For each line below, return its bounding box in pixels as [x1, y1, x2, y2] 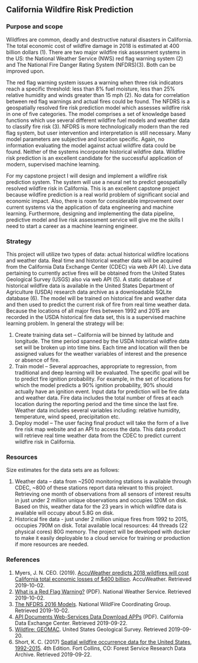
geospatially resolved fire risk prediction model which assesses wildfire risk [6, 104, 190, 111]
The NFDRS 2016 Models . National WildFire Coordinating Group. [14, 600, 171, 607]
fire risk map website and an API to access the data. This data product [14, 426, 186, 433]
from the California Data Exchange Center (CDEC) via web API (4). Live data [6, 263, 191, 270]
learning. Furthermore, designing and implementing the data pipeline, [6, 210, 175, 217]
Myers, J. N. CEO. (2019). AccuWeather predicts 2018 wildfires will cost [14, 569, 189, 576]
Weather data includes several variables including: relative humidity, [14, 407, 181, 414]
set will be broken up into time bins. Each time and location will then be [14, 343, 188, 351]
